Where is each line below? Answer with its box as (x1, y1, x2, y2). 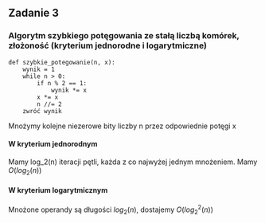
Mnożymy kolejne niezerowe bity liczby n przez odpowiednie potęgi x (8, 121, 236, 131)
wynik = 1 (22, 65, 56, 73)
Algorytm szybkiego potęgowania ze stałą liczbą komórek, (8, 30, 240, 41)
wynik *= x (50, 86, 88, 94)
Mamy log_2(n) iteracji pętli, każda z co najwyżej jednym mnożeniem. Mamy (8, 157, 258, 166)
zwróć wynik (22, 107, 62, 115)
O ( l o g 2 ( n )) (8, 165, 42, 177)
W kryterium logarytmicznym (8, 186, 108, 195)
